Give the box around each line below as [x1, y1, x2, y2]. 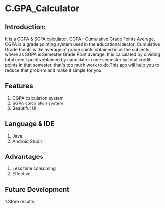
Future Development [5, 185, 70, 194]
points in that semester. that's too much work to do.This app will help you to [5, 62, 160, 68]
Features [5, 82, 33, 90]
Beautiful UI [12, 105, 37, 111]
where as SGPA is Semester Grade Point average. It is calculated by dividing [5, 52, 160, 57]
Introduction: [5, 23, 46, 31]
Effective [12, 171, 31, 177]
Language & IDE [5, 120, 55, 128]
